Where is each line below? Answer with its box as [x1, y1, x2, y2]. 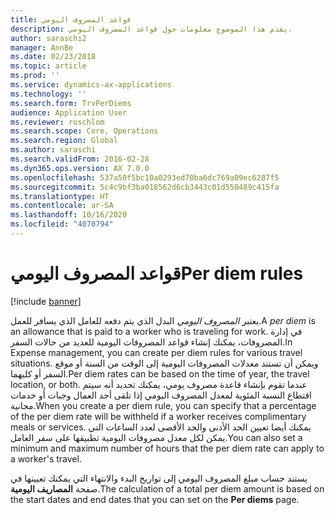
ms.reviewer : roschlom [10, 117, 105, 127]
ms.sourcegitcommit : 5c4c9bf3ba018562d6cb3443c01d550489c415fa [10, 182, 280, 192]
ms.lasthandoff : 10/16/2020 [10, 210, 128, 220]
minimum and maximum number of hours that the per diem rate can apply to [10, 442, 325, 454]
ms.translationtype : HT [10, 191, 110, 201]
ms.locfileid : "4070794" [10, 219, 114, 230]
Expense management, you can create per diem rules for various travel [10, 346, 303, 358]
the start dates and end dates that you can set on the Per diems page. [10, 493, 300, 505]
